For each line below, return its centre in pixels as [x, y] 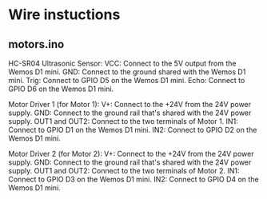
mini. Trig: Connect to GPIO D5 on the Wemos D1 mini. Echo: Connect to [127, 80]
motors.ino [36, 44]
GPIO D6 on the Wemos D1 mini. [61, 89]
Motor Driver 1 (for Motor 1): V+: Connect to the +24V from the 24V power [130, 104]
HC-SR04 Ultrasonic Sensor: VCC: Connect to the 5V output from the [122, 63]
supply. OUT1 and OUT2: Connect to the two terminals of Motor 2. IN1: [124, 171]
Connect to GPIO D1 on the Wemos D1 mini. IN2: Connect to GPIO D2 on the [133, 130]
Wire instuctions [64, 15]
